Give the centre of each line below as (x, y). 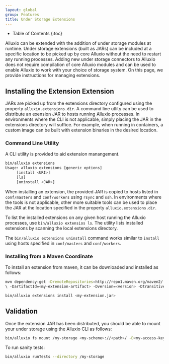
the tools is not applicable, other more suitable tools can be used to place (81, 202)
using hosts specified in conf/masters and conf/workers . (63, 243)
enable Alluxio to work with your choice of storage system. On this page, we (84, 70)
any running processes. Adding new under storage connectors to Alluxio (80, 59)
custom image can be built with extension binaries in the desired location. (81, 130)
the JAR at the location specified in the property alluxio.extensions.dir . (81, 207)
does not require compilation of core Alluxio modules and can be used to (80, 65)
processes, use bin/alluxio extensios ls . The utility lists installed (74, 223)
